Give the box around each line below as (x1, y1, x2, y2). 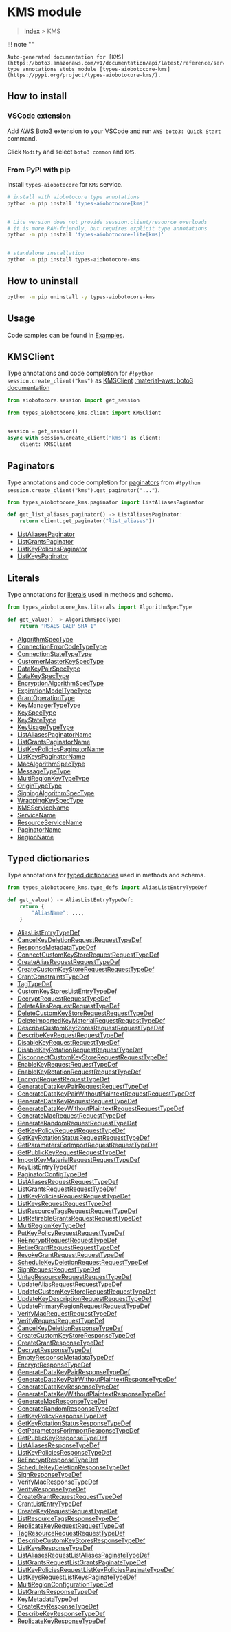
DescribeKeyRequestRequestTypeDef (16, 1031, 124, 1039)
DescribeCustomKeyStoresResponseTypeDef (16, 1536, 146, 1544)
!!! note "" (7, 40, 34, 48)
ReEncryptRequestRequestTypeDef (16, 1236, 118, 1244)
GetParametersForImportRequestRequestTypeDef (16, 1141, 158, 1149)
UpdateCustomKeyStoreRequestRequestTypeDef (16, 1287, 157, 1296)
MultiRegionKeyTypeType (16, 774, 89, 782)
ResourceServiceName (16, 818, 82, 826)
